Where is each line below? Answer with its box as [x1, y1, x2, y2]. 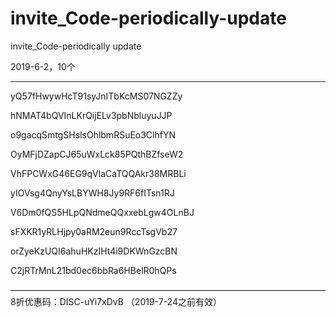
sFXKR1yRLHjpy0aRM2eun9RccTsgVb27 [10, 225, 178, 237]
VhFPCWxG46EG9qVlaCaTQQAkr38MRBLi [10, 167, 187, 179]
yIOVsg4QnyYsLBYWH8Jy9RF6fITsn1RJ [10, 187, 175, 199]
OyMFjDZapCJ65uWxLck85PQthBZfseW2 [10, 148, 184, 160]
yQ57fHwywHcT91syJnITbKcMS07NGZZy [10, 90, 183, 102]
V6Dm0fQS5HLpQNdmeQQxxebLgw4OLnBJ [10, 206, 195, 218]
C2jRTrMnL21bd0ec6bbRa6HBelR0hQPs [10, 264, 177, 276]
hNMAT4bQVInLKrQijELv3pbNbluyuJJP [10, 109, 173, 121]
